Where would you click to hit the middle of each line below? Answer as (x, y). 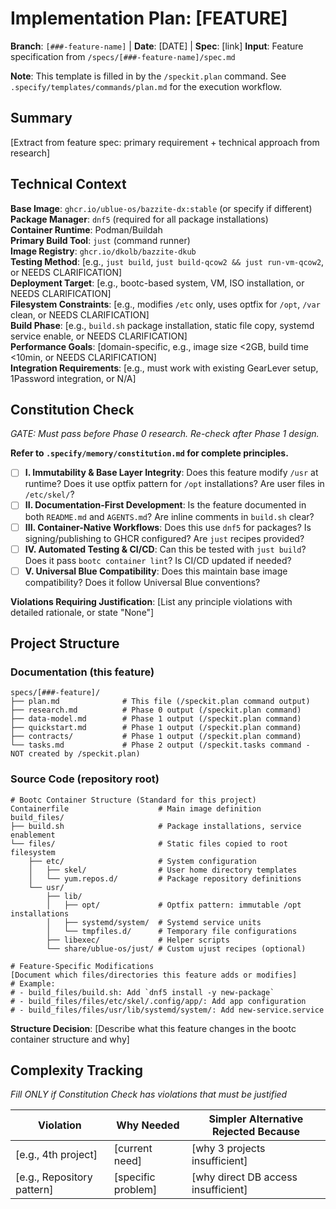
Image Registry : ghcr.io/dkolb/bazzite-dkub (103, 251)
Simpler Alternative (256, 1119)
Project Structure (65, 643)
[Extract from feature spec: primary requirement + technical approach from (165, 142)
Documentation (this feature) (82, 672)
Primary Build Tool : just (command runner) (100, 240)
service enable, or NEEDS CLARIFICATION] (99, 336)
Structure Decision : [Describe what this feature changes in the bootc (153, 1028)
